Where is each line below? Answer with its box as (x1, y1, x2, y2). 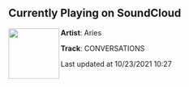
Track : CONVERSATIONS (60, 43, 145, 53)
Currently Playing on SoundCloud (8, 6, 182, 20)
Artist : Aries (60, 27, 102, 37)
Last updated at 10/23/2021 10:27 (60, 59, 172, 68)
